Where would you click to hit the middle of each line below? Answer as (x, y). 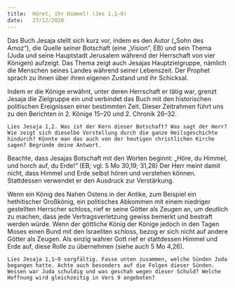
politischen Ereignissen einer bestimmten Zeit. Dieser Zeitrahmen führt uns (115, 106)
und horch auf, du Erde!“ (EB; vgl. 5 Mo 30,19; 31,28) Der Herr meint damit (114, 165)
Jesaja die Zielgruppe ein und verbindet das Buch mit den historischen (109, 98)
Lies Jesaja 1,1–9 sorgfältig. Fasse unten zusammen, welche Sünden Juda (117, 259)
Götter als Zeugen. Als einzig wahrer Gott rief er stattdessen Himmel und (113, 239)
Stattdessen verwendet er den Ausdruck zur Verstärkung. (90, 181)
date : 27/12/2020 (36, 20)
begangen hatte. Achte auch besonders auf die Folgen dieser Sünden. (111, 265)
